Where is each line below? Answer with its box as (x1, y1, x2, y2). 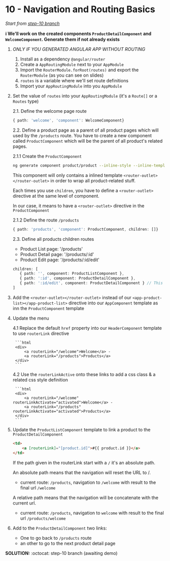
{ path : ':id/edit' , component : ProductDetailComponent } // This (19, 280, 163, 286)
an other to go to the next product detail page (20, 540, 116, 546)
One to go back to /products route (20, 535, 92, 541)
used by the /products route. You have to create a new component (12, 132, 152, 138)
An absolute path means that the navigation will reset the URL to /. (12, 469, 151, 476)
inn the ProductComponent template (12, 305, 85, 311)
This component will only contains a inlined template (12, 172, 123, 178)
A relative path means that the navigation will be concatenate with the (12, 494, 159, 501)
